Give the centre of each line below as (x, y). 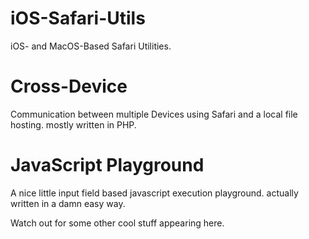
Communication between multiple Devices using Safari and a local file (154, 114)
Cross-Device (69, 86)
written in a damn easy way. (68, 203)
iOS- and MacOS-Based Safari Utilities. (91, 46)
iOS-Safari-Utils (78, 18)
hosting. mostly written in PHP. (73, 124)
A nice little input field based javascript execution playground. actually (154, 193)
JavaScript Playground (107, 165)
